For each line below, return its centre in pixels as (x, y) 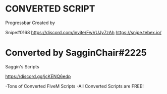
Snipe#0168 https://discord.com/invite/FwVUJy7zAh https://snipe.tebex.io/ (83, 32)
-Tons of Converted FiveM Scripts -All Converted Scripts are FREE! (74, 86)
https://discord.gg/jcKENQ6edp (38, 76)
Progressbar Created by (30, 23)
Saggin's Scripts (22, 66)
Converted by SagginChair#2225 (76, 53)
